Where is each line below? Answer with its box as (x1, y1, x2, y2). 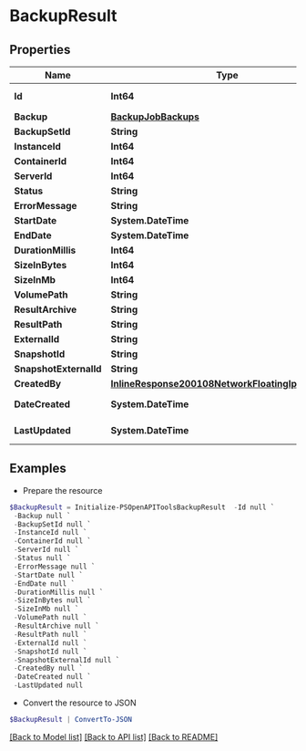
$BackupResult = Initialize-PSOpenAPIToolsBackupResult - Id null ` (9, 503, 275, 512)
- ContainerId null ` (13, 537, 92, 546)
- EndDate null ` (13, 579, 76, 589)
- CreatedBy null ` (13, 663, 84, 673)
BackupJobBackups (110, 110, 200, 123)
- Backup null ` (13, 511, 71, 520)
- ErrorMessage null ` (13, 562, 96, 571)
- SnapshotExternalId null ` (13, 655, 120, 664)
